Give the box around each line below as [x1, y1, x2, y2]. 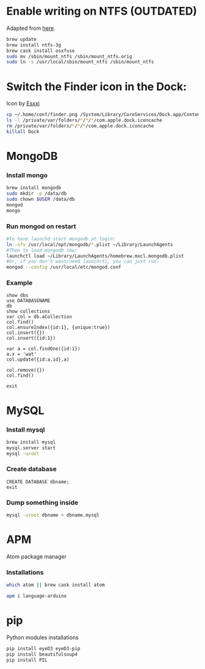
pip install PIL [6, 657, 48, 663]
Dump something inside [6, 498, 79, 507]
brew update [6, 36, 37, 42]
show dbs [6, 292, 29, 298]
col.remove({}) [6, 367, 45, 374]
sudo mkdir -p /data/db [6, 190, 67, 197]
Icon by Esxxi [6, 99, 40, 107]
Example [6, 279, 33, 287]
